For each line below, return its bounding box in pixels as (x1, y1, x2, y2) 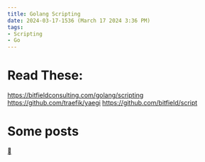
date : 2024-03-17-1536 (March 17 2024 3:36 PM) (7, 17, 151, 24)
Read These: (7, 67, 84, 84)
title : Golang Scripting (7, 10, 81, 18)
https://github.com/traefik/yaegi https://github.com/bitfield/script (7, 99, 198, 107)
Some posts (7, 124, 79, 139)
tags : (7, 23, 23, 31)
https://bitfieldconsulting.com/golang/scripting (7, 91, 144, 99)
